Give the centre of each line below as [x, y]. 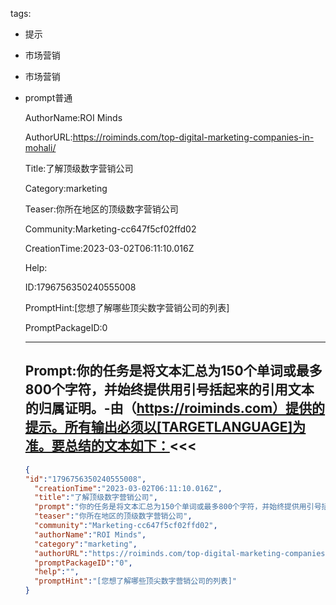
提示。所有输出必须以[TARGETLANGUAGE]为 [165, 427]
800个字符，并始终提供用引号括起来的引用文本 [169, 389]
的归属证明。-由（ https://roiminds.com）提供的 [175, 408]
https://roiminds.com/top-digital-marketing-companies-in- [193, 137]
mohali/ [40, 147]
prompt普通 [48, 97]
